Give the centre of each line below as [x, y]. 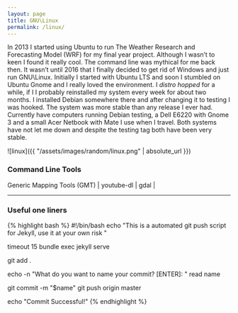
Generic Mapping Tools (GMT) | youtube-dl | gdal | [81, 185]
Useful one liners [37, 210]
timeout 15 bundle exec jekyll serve [58, 246]
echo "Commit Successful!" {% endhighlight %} [77, 301]
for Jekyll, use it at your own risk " [57, 233]
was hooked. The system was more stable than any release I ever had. [110, 108]
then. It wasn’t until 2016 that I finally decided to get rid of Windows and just [118, 70]
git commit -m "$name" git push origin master [74, 288]
